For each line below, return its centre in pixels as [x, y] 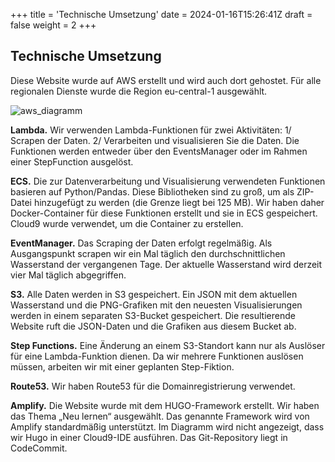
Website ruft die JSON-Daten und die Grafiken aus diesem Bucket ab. [153, 326]
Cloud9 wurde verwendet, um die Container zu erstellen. [127, 223]
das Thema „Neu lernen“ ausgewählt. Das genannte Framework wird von [160, 416]
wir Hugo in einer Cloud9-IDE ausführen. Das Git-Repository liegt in [149, 437]
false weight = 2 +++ [53, 25]
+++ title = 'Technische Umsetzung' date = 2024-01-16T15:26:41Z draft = [161, 14]
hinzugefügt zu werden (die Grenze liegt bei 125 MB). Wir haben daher [179, 202]
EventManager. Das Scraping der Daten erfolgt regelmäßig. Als [141, 243]
